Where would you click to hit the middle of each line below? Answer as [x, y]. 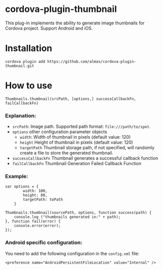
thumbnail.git [20, 66]
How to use [29, 86]
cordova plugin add [25, 61]
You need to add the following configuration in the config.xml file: [72, 253]
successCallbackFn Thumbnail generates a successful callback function [85, 158]
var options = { [22, 187]
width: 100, [35, 191]
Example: [17, 177]
